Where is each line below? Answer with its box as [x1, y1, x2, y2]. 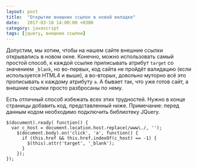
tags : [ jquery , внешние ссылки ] [6, 31, 86, 37]
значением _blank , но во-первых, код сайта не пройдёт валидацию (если [6, 66, 192, 73]
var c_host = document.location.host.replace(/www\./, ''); [11, 125, 162, 131]
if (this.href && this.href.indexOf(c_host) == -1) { [21, 135, 157, 142]
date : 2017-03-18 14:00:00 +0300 [6, 19, 94, 25]
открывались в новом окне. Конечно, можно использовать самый [6, 53, 174, 60]
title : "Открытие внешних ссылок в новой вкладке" [6, 14, 136, 20]
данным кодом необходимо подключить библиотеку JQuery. [6, 109, 160, 116]
